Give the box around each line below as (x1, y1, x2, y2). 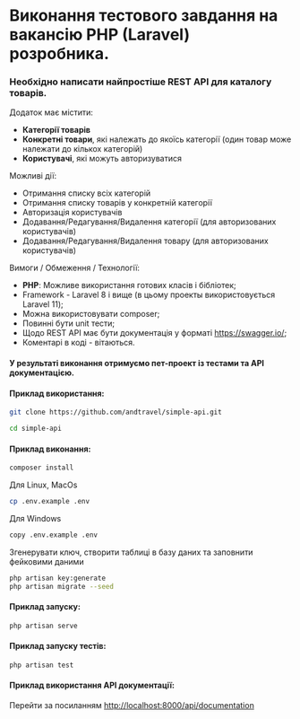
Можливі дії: (9, 171, 56, 181)
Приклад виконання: (9, 443, 91, 454)
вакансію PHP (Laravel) (9, 24, 191, 45)
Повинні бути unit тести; (21, 318, 116, 329)
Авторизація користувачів (21, 207, 123, 218)
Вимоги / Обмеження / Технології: (9, 262, 141, 274)
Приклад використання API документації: (9, 680, 175, 691)
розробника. (9, 44, 109, 64)
